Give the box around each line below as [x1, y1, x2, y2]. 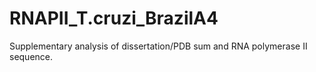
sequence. [9, 50, 54, 62]
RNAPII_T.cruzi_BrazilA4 [9, 7, 219, 30]
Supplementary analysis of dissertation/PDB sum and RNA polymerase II [9, 40, 308, 52]
